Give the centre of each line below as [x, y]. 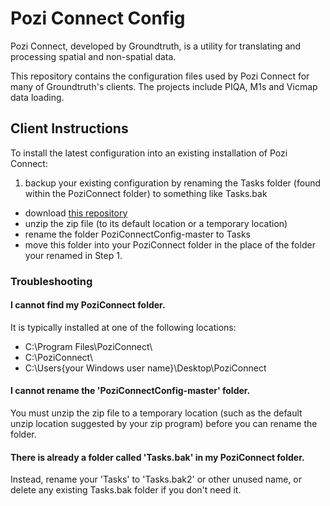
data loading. [37, 97]
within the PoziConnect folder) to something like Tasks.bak [146, 193]
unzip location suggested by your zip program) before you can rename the [164, 424]
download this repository [76, 213]
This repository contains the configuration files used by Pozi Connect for [160, 76]
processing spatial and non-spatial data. [93, 56]
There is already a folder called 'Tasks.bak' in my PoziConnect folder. [157, 457]
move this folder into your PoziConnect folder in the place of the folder [170, 244]
